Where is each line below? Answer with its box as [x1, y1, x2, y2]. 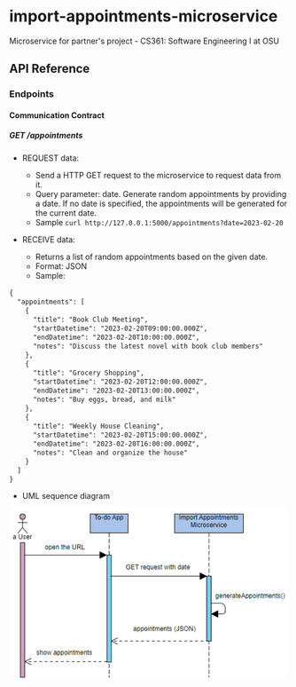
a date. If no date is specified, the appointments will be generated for [35, 198, 288, 209]
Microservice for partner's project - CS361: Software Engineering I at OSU [9, 36, 280, 46]
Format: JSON [35, 260, 88, 272]
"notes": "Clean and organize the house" [32, 448, 189, 457]
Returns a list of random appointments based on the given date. [35, 251, 269, 262]
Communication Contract [9, 109, 105, 121]
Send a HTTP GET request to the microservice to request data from [35, 170, 282, 180]
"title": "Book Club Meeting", [32, 315, 149, 324]
